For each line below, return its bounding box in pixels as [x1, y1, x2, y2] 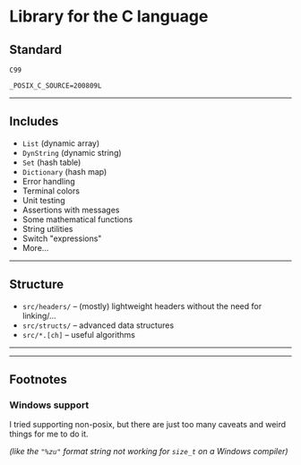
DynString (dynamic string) [21, 147, 123, 158]
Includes [9, 114, 59, 129]
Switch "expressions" [21, 233, 102, 244]
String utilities [21, 223, 73, 234]
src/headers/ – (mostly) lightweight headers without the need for [21, 300, 262, 311]
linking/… [21, 310, 56, 321]
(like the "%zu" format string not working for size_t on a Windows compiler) [9, 446, 288, 457]
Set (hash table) [21, 157, 82, 168]
